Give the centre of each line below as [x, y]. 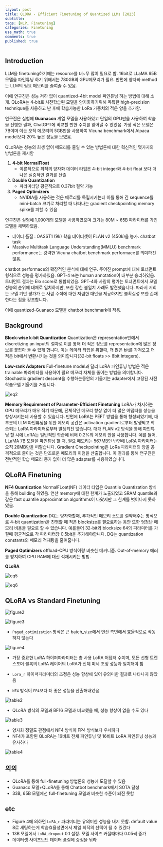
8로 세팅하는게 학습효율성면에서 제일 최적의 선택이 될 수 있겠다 [71, 827]
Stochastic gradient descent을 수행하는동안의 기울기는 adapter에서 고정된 [77, 378]
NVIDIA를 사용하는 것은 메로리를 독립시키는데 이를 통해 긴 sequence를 [86, 197]
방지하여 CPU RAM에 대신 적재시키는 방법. [50, 557]
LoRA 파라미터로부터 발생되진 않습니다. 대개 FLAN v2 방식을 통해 [80, 429]
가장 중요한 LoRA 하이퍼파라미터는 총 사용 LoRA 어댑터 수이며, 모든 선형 [81, 658]
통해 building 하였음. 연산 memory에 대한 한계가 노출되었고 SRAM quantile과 [84, 493]
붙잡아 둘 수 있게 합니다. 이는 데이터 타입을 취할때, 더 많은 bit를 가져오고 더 [84, 350]
